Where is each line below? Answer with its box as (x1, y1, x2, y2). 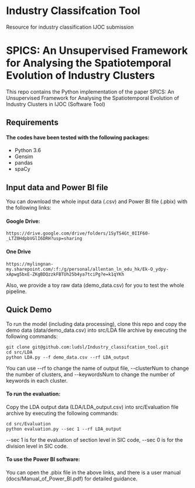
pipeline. (6, 288, 27, 295)
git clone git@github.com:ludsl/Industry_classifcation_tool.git (6, 344, 169, 350)
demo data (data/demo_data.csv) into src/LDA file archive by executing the (6, 327, 187, 334)
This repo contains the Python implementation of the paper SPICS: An (6, 88, 175, 95)
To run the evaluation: (6, 390, 61, 397)
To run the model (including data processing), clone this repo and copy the (6, 320, 187, 327)
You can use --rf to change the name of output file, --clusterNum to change (6, 365, 189, 372)
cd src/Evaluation (6, 421, 51, 427)
